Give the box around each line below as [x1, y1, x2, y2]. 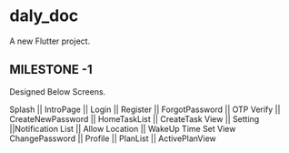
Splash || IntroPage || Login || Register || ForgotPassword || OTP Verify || [9, 104, 281, 115]
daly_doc [9, 5, 79, 26]
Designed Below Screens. [9, 86, 106, 97]
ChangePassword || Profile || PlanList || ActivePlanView [9, 133, 216, 144]
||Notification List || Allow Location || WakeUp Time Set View [9, 123, 236, 134]
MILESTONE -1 [9, 62, 93, 77]
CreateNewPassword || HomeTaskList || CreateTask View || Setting [9, 113, 260, 124]
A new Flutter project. [9, 36, 91, 46]
